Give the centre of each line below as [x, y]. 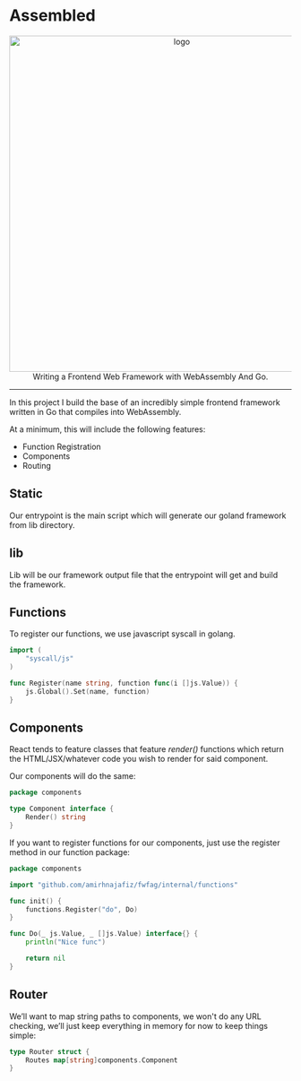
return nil [46, 959]
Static [26, 494]
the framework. [38, 584]
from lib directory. [42, 524]
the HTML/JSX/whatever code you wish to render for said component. [139, 759]
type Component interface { [62, 809]
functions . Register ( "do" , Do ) [82, 909]
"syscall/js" [50, 659]
